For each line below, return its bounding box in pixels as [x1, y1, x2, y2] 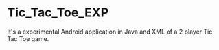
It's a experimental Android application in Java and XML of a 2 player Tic [7, 27, 213, 36]
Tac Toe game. [7, 34, 49, 42]
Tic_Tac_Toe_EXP [7, 5, 109, 21]
